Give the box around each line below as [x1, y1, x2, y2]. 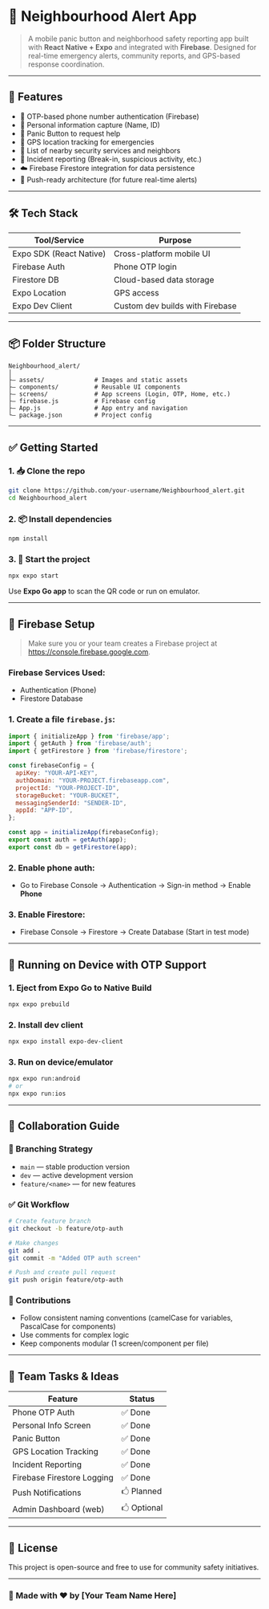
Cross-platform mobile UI [113, 248, 211, 259]
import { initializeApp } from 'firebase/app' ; [8, 732, 171, 740]
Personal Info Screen [12, 1420, 91, 1432]
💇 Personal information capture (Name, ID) [19, 120, 160, 129]
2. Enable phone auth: [8, 862, 95, 874]
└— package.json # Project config [8, 411, 152, 420]
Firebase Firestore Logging [12, 1473, 114, 1484]
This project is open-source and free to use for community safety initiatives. [8, 1562, 259, 1572]
